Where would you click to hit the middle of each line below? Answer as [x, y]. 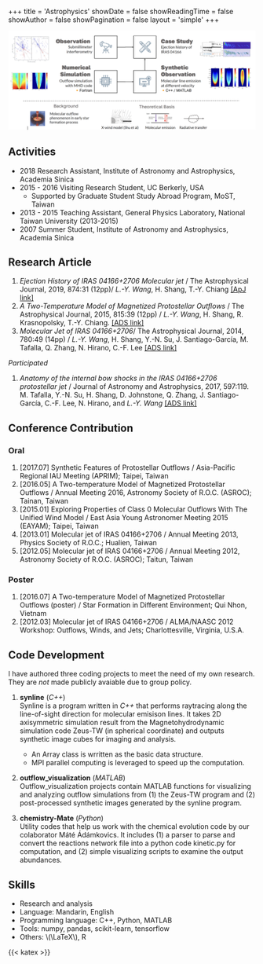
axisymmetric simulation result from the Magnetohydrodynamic [122, 723]
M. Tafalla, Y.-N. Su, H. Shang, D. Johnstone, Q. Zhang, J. [112, 395]
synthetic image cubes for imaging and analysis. [98, 739]
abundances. [41, 860]
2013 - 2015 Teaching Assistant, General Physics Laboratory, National [132, 212]
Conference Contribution [71, 428]
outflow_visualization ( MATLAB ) [72, 778]
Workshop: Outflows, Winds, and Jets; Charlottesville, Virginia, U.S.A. [132, 630]
